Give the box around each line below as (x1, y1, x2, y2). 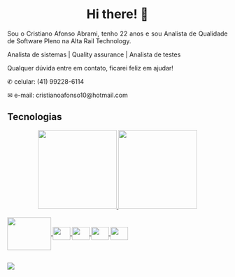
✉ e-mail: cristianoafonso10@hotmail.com (7, 91, 128, 99)
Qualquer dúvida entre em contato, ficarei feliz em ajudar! (7, 63, 173, 72)
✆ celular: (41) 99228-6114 (7, 77, 85, 86)
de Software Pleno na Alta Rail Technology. (7, 36, 131, 45)
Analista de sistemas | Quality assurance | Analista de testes (7, 50, 181, 59)
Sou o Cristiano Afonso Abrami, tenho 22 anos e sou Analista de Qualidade (7, 29, 228, 38)
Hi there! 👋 (86, 6, 149, 22)
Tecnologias (7, 111, 62, 123)
